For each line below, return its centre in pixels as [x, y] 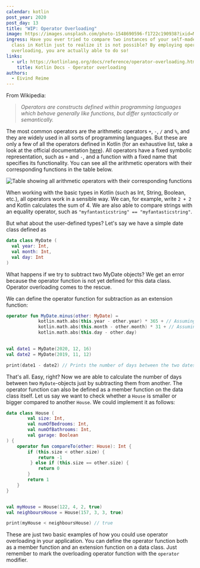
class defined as [26, 230]
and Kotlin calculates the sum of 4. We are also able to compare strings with [99, 205]
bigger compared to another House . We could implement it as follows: [91, 402]
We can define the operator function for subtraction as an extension [89, 298]
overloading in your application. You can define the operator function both [97, 541]
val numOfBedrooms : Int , [58, 424]
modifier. [17, 560]
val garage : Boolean [53, 435]
